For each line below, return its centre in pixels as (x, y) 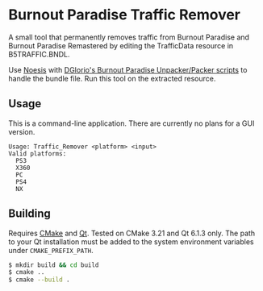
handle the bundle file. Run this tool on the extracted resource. (112, 78)
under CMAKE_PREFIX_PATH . (51, 250)
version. (22, 131)
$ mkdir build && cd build (54, 265)
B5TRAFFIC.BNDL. (39, 54)
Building (29, 214)
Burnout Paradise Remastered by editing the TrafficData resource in (121, 45)
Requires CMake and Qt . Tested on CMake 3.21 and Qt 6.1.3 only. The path (132, 233)
